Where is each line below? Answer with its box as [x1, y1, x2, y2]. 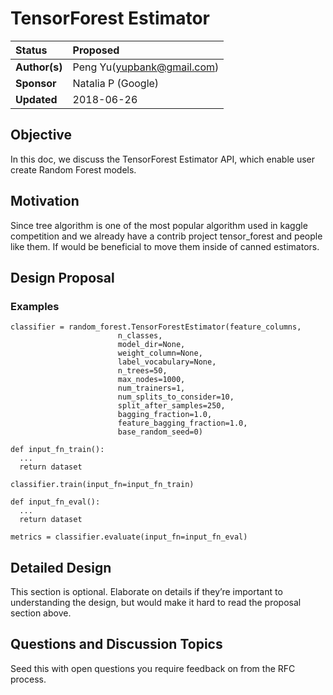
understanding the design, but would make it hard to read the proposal [10, 597, 302, 609]
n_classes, [117, 331, 163, 341]
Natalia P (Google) [72, 76, 160, 90]
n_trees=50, [117, 366, 168, 376]
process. [10, 673, 47, 685]
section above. [10, 607, 72, 619]
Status [15, 43, 48, 57]
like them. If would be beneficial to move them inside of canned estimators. [10, 240, 320, 252]
